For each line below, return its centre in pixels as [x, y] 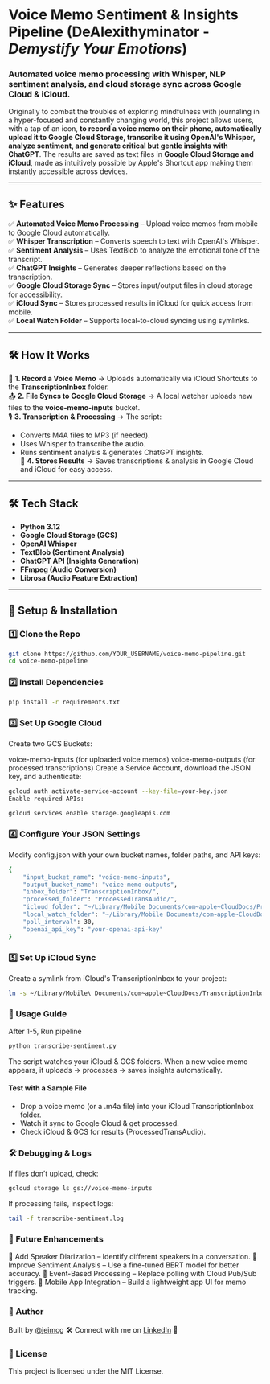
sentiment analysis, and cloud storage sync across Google [125, 84]
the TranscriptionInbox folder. [59, 387]
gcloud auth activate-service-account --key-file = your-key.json [118, 791]
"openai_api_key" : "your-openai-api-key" [93, 929]
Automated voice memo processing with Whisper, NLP [117, 74]
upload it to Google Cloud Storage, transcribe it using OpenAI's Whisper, [132, 138]
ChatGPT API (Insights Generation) [79, 561]
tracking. [23, 1291]
